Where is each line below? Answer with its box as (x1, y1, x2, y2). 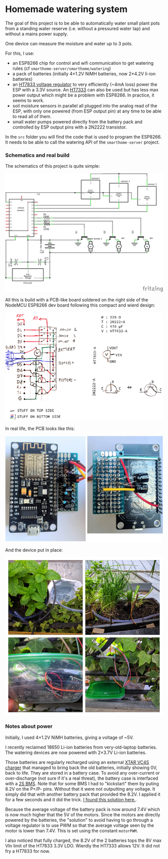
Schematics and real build (5, 152, 70, 159)
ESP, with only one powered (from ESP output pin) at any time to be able (12, 108, 161, 114)
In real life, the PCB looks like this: (5, 425, 75, 432)
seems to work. (12, 97, 44, 103)
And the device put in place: (5, 547, 63, 553)
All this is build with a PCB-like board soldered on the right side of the (5, 296, 148, 302)
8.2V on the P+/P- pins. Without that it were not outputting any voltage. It (5, 786, 155, 792)
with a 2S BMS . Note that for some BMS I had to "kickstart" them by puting (5, 780, 159, 787)
